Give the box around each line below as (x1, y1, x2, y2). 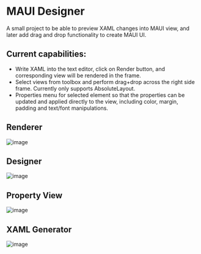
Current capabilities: (6, 49, 87, 60)
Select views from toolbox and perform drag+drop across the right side (15, 78, 196, 85)
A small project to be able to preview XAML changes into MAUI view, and (6, 25, 190, 32)
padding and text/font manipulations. (15, 104, 109, 112)
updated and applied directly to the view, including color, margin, (15, 98, 178, 105)
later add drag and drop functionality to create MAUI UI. (6, 31, 147, 38)
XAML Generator (6, 224, 72, 234)
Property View (6, 190, 63, 201)
